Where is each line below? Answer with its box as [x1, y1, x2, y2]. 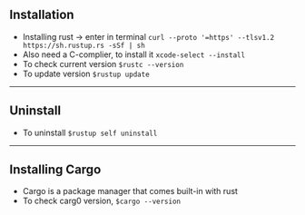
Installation [9, 7, 74, 23]
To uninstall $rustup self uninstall [22, 127, 158, 138]
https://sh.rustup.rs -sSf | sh [22, 41, 145, 50]
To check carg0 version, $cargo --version [22, 195, 182, 207]
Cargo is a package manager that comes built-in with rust [22, 186, 239, 197]
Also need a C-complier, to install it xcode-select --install [22, 49, 246, 60]
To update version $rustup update [22, 68, 150, 79]
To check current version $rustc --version [22, 58, 184, 69]
